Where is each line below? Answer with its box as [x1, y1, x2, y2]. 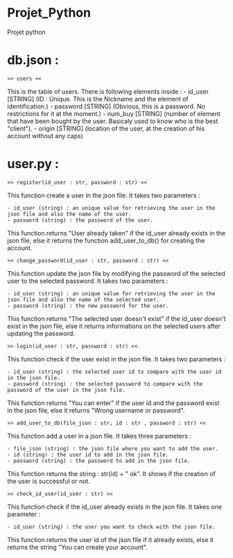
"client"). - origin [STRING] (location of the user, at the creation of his [7, 124, 205, 133]
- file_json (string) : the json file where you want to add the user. [7, 445, 218, 452]
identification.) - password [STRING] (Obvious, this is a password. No [7, 102, 206, 110]
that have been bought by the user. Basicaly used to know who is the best [7, 117, 218, 125]
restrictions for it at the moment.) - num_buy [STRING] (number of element [7, 109, 221, 117]
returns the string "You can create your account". [7, 543, 148, 551]
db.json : [7, 52, 59, 68]
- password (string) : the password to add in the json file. [7, 457, 191, 464]
